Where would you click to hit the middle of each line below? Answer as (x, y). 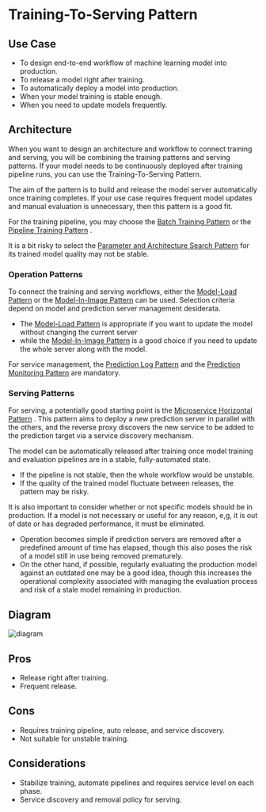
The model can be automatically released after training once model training (131, 451)
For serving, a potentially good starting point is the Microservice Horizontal (130, 410)
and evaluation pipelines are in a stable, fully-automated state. (110, 459)
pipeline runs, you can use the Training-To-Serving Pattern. (105, 174)
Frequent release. (48, 686)
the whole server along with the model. (84, 349)
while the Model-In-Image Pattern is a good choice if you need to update (138, 341)
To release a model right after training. (82, 80)
